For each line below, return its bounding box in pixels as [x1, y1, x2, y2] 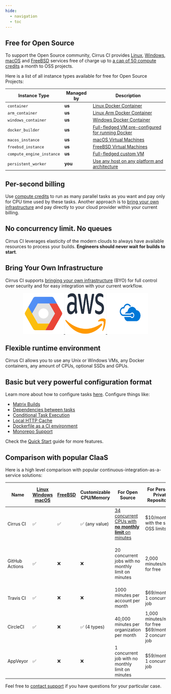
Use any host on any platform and [92, 158, 164, 164]
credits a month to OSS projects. [5, 63, 74, 69]
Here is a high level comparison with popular [5, 467, 99, 473]
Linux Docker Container [92, 102, 142, 109]
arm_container [7, 111, 38, 116]
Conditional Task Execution [12, 412, 70, 418]
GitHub [7, 558, 22, 564]
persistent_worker [7, 162, 47, 167]
